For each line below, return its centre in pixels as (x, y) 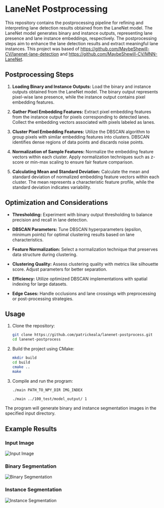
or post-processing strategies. (43, 299)
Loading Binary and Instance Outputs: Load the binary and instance (82, 86)
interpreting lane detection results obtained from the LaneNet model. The (79, 28)
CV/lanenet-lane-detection (32, 54)
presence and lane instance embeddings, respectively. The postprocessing (81, 38)
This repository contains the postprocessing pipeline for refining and (74, 23)
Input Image (20, 443)
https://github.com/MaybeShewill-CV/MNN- (113, 54)
